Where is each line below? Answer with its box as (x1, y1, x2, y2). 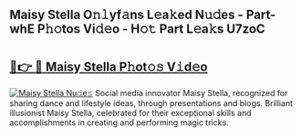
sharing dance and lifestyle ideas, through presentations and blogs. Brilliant (9, 98, 294, 108)
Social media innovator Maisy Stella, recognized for (94, 88, 288, 98)
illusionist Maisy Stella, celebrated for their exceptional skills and (9, 108, 253, 118)
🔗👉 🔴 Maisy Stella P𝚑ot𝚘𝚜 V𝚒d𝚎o (9, 59, 208, 74)
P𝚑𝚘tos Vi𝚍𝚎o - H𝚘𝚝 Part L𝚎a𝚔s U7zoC (36, 22, 266, 37)
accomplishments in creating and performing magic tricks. (9, 117, 230, 128)
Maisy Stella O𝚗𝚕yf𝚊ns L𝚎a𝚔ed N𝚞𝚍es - (9, 7, 244, 23)
